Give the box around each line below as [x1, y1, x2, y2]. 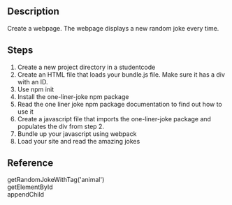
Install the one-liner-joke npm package [17, 92, 129, 100]
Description [7, 6, 59, 17]
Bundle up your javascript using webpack [17, 129, 137, 138]
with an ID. [17, 77, 48, 86]
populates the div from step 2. [17, 122, 105, 130]
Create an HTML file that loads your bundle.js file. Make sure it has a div [17, 70, 226, 79]
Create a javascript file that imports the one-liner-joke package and [17, 114, 212, 123]
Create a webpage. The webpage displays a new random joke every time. [7, 24, 219, 32]
